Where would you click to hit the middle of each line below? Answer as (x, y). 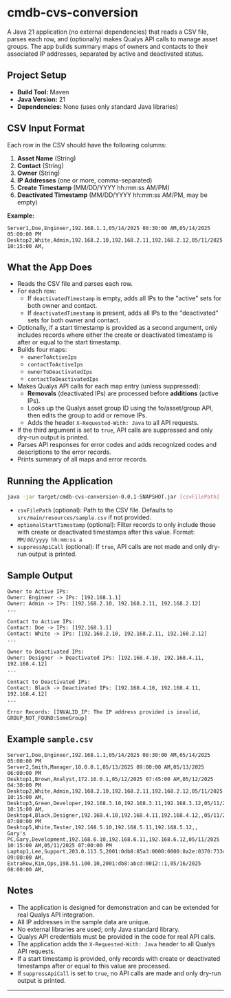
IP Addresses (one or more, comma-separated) (85, 180)
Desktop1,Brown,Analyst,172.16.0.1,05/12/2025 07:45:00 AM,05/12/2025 (110, 779)
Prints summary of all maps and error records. (82, 459)
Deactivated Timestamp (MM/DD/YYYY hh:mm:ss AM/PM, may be (112, 195)
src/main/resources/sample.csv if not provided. (84, 517)
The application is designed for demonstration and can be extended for (118, 907)
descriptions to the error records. (64, 452)
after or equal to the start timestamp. (69, 342)
